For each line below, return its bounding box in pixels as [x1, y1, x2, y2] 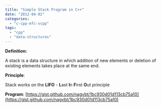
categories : [5, 16, 29, 21]
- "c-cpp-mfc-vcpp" [9, 21, 49, 26]
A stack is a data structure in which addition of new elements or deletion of [5, 57, 157, 63]
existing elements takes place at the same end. [5, 62, 100, 69]
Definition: [5, 48, 27, 54]
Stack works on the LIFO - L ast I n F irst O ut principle [5, 81, 110, 87]
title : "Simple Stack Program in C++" [5, 7, 84, 12]
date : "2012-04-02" [5, 12, 45, 17]
